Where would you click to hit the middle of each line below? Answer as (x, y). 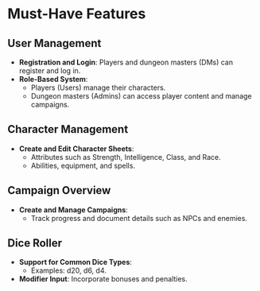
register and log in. (50, 71)
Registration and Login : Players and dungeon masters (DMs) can (126, 62)
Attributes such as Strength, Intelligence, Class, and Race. (126, 157)
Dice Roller (35, 243)
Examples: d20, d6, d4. (68, 270)
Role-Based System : (53, 79)
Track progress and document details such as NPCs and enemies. (139, 218)
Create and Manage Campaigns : (73, 210)
